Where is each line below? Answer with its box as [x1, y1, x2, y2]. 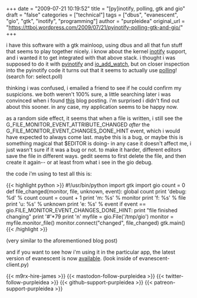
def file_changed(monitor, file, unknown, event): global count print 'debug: [6, 188, 187, 195]
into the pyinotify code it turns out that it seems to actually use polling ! [6, 67, 177, 73]
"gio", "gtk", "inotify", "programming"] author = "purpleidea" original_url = [6, 18, 185, 24]
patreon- [154, 279, 176, 286]
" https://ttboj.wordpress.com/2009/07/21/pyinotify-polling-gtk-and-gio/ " [6, 24, 183, 31]
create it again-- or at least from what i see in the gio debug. [6, 159, 153, 166]
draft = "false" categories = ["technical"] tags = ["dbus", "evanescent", [6, 11, 179, 18]
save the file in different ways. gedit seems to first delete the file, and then [6, 153, 187, 159]
